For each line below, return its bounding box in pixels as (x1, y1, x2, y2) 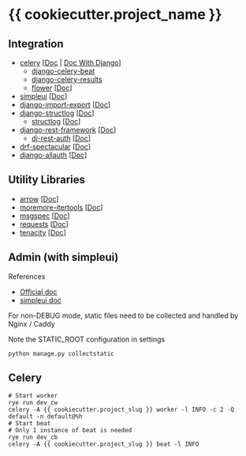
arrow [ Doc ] (19, 194, 59, 203)
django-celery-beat (31, 66, 95, 76)
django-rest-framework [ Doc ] (19, 125, 117, 134)
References (8, 271, 46, 281)
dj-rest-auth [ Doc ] (31, 134, 91, 143)
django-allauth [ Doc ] (19, 150, 88, 160)
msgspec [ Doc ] (19, 211, 70, 220)
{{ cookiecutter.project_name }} (8, 6, 222, 24)
